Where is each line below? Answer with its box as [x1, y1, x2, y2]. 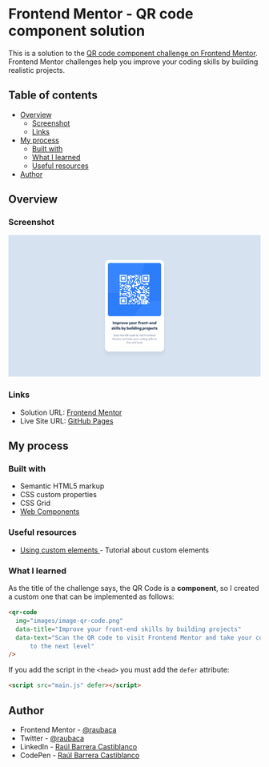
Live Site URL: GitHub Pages [19, 416, 114, 425]
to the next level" [29, 642, 94, 650]
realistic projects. [8, 65, 66, 74]
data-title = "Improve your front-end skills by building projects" [15, 625, 242, 633]
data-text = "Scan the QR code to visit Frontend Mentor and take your [15, 633, 252, 641]
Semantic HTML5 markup [19, 481, 105, 491]
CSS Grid [19, 498, 50, 508]
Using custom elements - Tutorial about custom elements [19, 545, 210, 555]
